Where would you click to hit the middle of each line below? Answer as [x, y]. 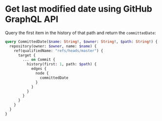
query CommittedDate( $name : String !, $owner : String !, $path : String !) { [81, 42]
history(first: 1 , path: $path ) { [62, 64]
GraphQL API [32, 19]
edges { [39, 69]
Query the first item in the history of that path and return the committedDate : [81, 33]
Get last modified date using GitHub [79, 9]
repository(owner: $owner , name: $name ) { [53, 46]
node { [42, 73]
